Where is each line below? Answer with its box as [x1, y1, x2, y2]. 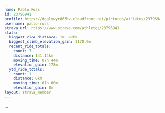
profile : [4, 16, 23, 21]
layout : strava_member [4, 90, 51, 95]
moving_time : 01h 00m [13, 80, 58, 85]
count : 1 [13, 72, 32, 76]
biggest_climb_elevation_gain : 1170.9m [9, 39, 91, 44]
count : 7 [13, 48, 32, 53]
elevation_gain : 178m [13, 62, 58, 67]
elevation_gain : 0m [13, 85, 54, 90]
